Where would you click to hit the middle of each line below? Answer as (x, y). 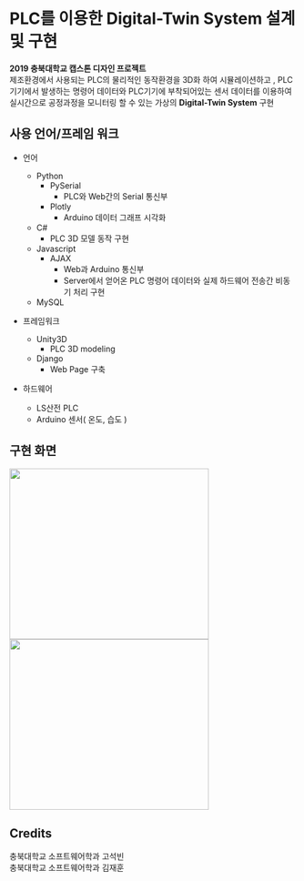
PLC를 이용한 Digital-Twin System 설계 (152, 19)
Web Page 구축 (78, 369)
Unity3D (52, 339)
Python (50, 176)
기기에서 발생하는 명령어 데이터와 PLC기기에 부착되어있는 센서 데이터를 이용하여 (151, 91)
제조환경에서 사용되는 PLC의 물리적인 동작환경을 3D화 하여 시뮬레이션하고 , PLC (151, 79)
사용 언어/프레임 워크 (64, 134)
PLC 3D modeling (82, 349)
